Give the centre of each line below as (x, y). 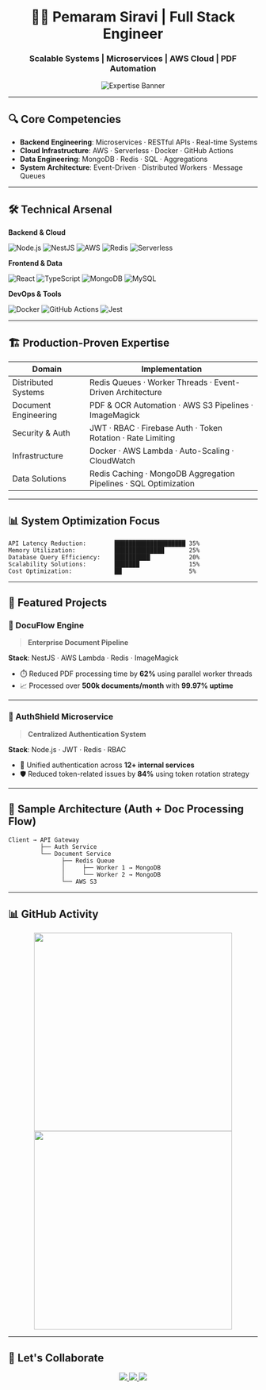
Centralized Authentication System (87, 734)
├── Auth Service (68, 847)
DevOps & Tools (35, 294)
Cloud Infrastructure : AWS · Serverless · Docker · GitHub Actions (126, 151)
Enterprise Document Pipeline (78, 643)
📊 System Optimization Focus (84, 521)
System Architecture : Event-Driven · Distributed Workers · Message (131, 167)
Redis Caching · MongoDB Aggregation (162, 474)
